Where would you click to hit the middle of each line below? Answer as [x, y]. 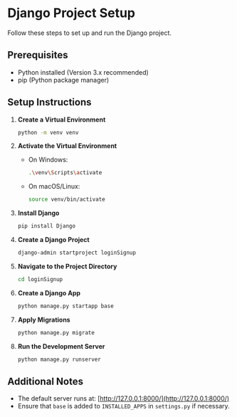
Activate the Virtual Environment [67, 146]
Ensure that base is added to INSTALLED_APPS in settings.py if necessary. [123, 406]
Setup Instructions [49, 102]
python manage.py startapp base [65, 306]
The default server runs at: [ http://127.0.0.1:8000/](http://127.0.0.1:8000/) [123, 398]
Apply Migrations [44, 320]
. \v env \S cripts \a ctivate [65, 173]
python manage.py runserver [59, 359]
